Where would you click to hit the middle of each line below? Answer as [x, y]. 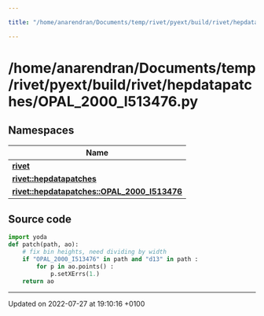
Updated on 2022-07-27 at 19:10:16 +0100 [77, 303]
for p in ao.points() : [75, 266]
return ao [38, 281]
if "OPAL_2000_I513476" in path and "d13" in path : [110, 259]
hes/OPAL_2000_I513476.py [103, 101]
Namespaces [41, 130]
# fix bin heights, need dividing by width [95, 252]
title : [19, 22]
